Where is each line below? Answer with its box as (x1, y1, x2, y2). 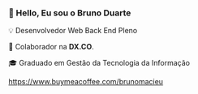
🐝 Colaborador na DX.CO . (8, 42, 95, 52)
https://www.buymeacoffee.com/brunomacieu (8, 77, 164, 87)
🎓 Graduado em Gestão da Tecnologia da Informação (8, 58, 191, 68)
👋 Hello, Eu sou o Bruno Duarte (8, 7, 131, 19)
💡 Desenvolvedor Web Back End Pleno (8, 26, 138, 36)
